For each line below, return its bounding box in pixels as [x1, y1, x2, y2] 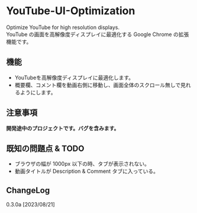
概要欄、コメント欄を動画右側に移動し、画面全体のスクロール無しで [14, 81, 181, 88]
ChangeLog [6, 185, 50, 195]
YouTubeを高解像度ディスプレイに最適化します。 [14, 74, 134, 81]
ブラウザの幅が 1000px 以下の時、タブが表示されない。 [14, 160, 150, 167]
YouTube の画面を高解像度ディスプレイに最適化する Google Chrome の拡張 [6, 31, 189, 38]
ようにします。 [20, 89, 56, 96]
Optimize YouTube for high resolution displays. [6, 24, 120, 31]
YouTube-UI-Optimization [6, 4, 135, 18]
